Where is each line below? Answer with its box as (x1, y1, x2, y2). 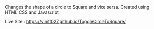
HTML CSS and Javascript (5, 9, 59, 15)
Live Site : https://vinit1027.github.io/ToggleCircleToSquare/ (5, 19, 126, 24)
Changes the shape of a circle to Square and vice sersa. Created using (5, 4, 150, 10)
